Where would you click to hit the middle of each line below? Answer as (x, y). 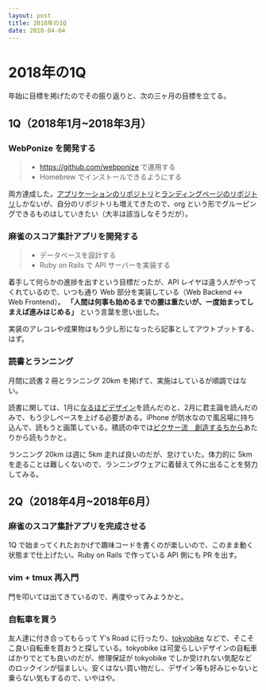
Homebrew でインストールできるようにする (111, 177)
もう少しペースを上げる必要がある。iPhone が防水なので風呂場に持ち (142, 417)
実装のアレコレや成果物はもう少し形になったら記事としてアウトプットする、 (133, 329)
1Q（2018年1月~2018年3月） (80, 123)
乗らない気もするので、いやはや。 (64, 677)
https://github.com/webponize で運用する (108, 167)
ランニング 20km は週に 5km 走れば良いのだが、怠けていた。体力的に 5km (130, 454)
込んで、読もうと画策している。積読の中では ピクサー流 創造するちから (126, 427)
